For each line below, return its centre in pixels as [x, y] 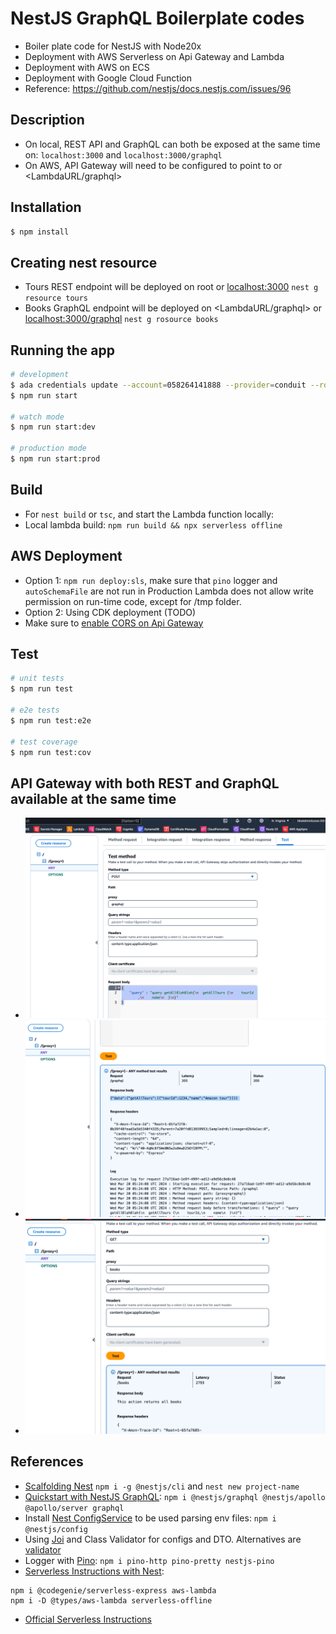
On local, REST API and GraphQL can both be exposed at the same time [172, 144]
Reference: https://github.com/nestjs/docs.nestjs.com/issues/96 [158, 88]
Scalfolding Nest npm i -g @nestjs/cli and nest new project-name [162, 1486]
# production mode [48, 448]
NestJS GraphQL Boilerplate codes [157, 18]
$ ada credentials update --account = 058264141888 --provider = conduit [158, 385]
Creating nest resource [84, 262]
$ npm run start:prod [55, 459]
